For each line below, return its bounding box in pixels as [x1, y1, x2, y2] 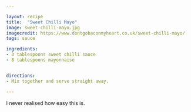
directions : [6, 73, 35, 79]
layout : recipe [6, 13, 43, 19]
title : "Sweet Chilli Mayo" [6, 19, 78, 25]
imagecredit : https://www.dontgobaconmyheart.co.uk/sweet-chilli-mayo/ [6, 30, 185, 36]
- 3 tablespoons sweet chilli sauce [6, 52, 96, 57]
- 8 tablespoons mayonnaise [6, 57, 75, 63]
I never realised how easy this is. [6, 99, 85, 106]
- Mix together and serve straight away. [6, 78, 109, 84]
